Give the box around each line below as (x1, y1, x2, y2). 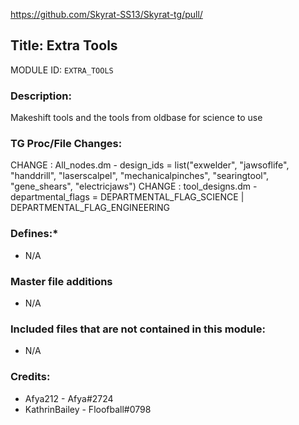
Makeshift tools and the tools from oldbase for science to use (10, 112, 263, 124)
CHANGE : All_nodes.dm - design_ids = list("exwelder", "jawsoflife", (10, 159, 290, 171)
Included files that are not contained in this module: (10, 322, 266, 336)
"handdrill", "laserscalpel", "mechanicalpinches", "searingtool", (10, 170, 270, 182)
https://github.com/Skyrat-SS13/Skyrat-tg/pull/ (10, 9, 203, 20)
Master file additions (10, 274, 113, 288)
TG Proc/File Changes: (10, 137, 123, 151)
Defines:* (10, 227, 59, 241)
